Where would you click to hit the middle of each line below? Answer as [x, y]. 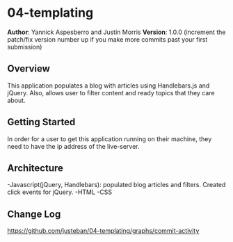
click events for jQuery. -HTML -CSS [60, 192]
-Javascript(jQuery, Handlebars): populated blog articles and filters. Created [116, 185]
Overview [29, 68]
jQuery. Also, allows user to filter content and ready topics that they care [111, 92]
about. [16, 100]
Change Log [34, 214]
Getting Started [41, 122]
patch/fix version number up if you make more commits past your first [107, 39]
